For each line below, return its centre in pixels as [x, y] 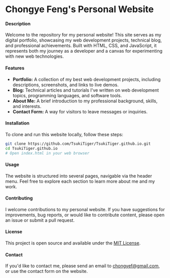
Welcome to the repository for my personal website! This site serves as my [83, 35]
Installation [17, 123]
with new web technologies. [35, 56]
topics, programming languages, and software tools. [67, 95]
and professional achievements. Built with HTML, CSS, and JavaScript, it [81, 46]
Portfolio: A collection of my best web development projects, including [87, 79]
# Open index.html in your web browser [47, 153]
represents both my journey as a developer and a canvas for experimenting [84, 51]
